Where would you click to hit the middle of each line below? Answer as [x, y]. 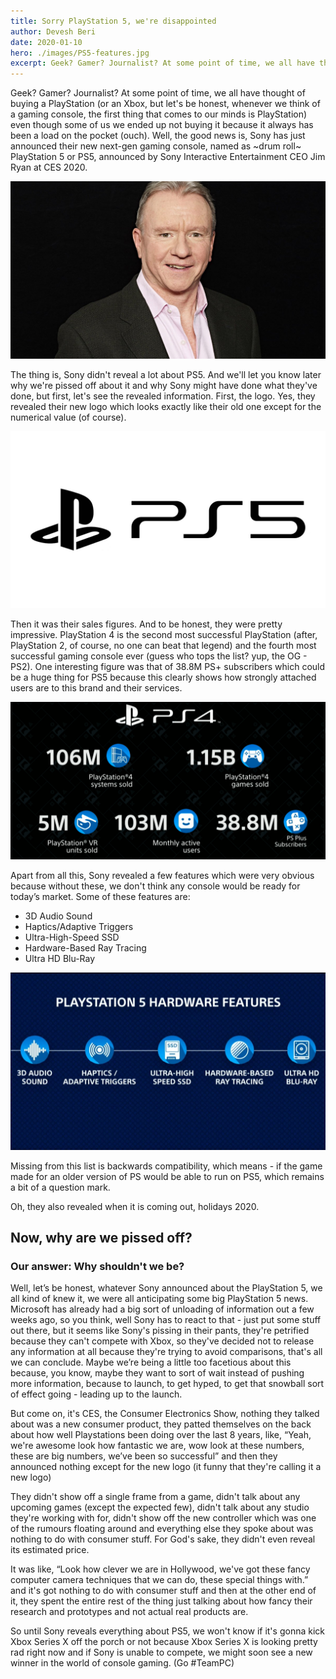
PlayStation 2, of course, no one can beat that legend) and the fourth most [163, 646]
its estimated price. [50, 1550]
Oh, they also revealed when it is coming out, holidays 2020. [135, 1206]
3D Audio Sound [58, 916]
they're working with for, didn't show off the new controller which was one [163, 1518]
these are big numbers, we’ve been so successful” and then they [144, 1456]
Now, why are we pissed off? [101, 1238]
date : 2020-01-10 [46, 42]
